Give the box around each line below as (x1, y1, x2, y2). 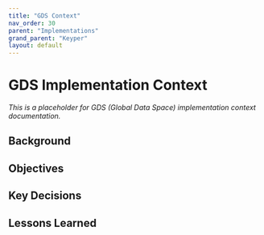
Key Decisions (8, 189, 82, 203)
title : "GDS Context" (8, 11, 81, 20)
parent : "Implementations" (8, 26, 99, 34)
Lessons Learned (8, 216, 97, 229)
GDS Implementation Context (8, 76, 208, 95)
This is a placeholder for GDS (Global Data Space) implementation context (8, 103, 256, 112)
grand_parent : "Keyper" (8, 34, 89, 43)
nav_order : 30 (8, 19, 56, 27)
